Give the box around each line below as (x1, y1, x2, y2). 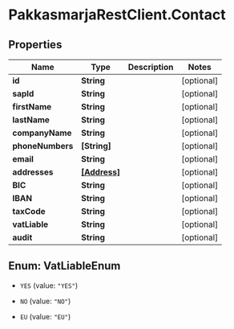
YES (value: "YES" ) (19, 280, 79, 290)
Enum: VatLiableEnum (8, 259, 121, 273)
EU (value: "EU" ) (19, 311, 71, 321)
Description (127, 62, 174, 72)
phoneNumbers (12, 141, 74, 151)
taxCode (12, 206, 46, 216)
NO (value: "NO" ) (19, 296, 71, 306)
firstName (12, 101, 52, 112)
